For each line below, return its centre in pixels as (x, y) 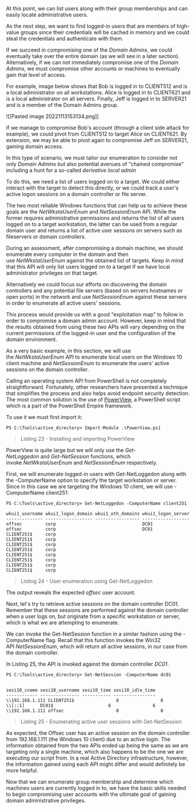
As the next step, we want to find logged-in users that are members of (91, 26)
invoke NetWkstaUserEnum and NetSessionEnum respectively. (82, 463)
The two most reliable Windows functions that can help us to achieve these (97, 205)
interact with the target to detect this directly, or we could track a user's (92, 188)
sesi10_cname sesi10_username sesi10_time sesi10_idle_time (81, 690)
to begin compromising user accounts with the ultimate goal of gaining (91, 794)
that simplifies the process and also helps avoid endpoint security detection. (98, 393)
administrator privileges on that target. (52, 273)
